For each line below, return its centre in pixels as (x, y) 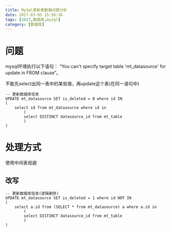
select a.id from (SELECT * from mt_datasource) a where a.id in (86, 207)
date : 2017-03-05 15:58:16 (34, 15)
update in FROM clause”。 (33, 73)
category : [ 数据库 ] (25, 24)
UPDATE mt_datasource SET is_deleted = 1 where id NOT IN (68, 198)
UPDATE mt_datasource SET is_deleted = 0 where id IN (64, 99)
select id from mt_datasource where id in (60, 108)
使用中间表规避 (21, 163)
